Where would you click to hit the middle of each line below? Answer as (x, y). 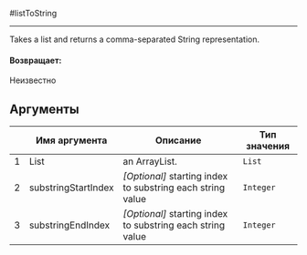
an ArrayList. (150, 161)
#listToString (33, 13)
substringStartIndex (71, 188)
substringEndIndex (69, 225)
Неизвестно (33, 80)
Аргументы (44, 109)
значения (268, 147)
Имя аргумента (71, 140)
